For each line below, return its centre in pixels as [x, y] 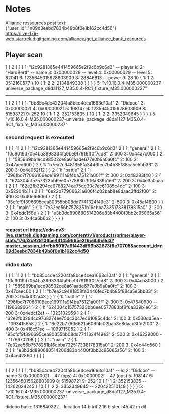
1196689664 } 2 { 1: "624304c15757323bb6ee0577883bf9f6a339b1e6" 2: [82, 307]
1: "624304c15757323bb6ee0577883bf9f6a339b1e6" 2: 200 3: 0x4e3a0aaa [84, 181]
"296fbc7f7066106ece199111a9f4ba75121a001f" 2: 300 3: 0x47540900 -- [81, 302]
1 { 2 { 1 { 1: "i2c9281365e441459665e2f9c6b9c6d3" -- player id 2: [75, 67]
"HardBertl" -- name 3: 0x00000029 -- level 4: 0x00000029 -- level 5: [79, 72]
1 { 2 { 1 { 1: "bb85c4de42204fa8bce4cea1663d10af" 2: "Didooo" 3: [75, 103]
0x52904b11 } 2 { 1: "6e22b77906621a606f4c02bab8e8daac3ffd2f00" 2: [81, 191]
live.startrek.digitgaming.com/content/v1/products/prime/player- [76, 235]
